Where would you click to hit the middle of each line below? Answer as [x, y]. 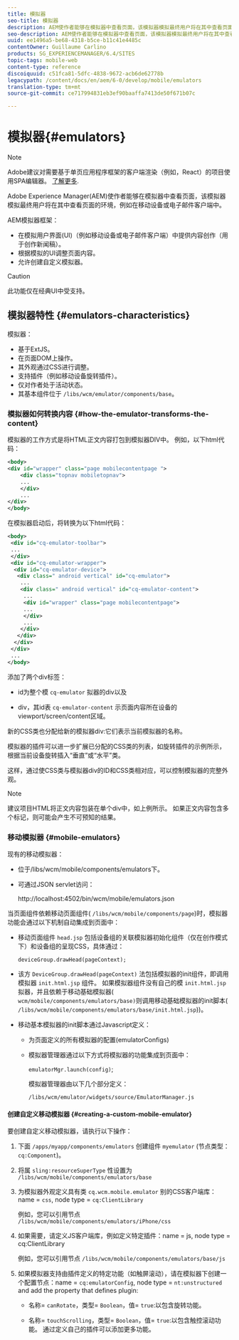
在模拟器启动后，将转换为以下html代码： [67, 523]
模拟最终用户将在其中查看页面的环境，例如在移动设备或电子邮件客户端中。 [116, 205]
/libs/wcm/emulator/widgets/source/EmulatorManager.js [111, 1097]
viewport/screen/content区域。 [63, 716]
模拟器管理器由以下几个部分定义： [78, 1084]
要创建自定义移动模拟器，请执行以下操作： [70, 1131]
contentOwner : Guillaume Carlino [57, 47]
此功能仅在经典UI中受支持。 [48, 291]
